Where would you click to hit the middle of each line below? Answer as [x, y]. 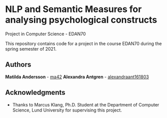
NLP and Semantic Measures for [73, 9]
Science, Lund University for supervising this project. [67, 110]
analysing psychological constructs [81, 20]
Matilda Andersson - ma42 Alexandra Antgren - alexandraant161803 [77, 77]
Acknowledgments [35, 93]
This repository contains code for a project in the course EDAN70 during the [83, 43]
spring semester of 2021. [31, 49]
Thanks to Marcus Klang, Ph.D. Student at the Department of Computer [86, 104]
